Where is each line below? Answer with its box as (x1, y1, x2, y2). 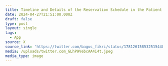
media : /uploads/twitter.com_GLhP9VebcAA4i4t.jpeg (5, 49, 113, 54)
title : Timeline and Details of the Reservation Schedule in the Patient (5, 7, 162, 12)
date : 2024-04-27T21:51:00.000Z (5, 12, 72, 17)
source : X (5, 40, 26, 45)
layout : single (5, 26, 37, 31)
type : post (5, 21, 28, 26)
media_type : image (5, 53, 43, 59)
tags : (5, 30, 16, 35)
